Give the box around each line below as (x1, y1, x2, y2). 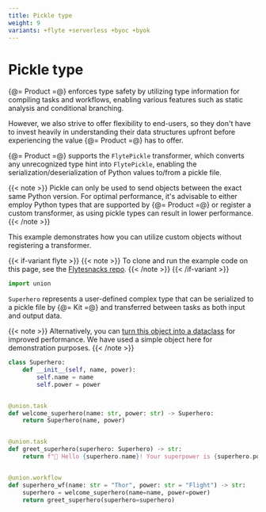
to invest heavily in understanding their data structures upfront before (8, 128, 236, 137)
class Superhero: (8, 358, 66, 367)
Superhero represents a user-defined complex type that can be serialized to (8, 294, 254, 304)
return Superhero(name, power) (22, 417, 126, 425)
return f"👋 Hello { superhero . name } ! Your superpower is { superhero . (22, 453, 253, 460)
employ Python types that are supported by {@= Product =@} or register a (8, 200, 252, 210)
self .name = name (36, 373, 93, 381)
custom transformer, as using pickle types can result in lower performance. (8, 208, 253, 218)
